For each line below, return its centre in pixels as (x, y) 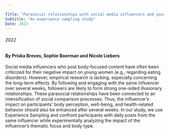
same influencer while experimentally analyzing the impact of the (73, 121)
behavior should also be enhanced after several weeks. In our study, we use (84, 110)
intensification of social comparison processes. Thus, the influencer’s (77, 99)
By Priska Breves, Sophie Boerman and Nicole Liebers (62, 56)
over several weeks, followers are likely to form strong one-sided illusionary (84, 88)
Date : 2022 (17, 24)
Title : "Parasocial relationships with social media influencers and (80, 14)
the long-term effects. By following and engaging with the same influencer (82, 83)
